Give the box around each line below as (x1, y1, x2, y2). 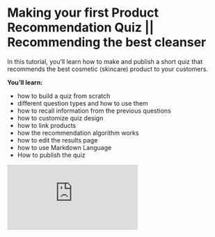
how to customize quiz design (17, 113, 104, 122)
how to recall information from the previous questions (17, 106, 172, 115)
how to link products (17, 121, 77, 129)
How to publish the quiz (17, 151, 86, 159)
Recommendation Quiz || (7, 19, 154, 35)
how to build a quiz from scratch (17, 92, 111, 100)
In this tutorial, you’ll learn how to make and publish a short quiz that (7, 57, 203, 65)
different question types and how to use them (17, 99, 148, 107)
